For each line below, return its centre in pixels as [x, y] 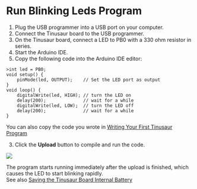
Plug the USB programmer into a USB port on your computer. [89, 27]
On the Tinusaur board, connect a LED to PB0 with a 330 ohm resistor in [103, 40]
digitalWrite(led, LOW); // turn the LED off [75, 105]
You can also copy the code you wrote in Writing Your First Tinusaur [89, 127]
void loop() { [24, 90]
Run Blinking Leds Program [74, 11]
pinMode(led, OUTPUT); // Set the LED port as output [89, 80]
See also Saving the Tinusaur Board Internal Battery [69, 180]
